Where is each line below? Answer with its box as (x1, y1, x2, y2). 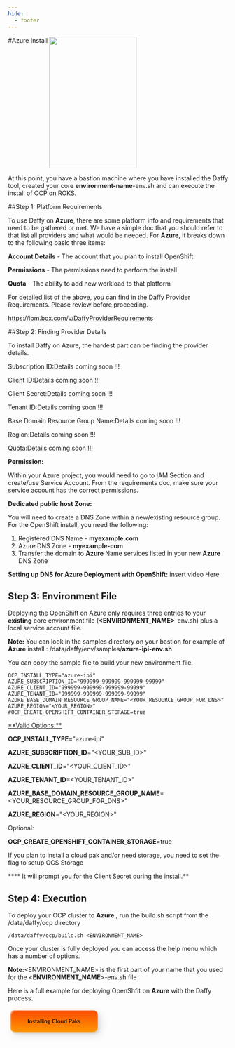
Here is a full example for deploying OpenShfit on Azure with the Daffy (8, 987, 212, 995)
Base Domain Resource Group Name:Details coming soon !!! (8, 416, 181, 425)
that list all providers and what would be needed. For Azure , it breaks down (8, 231, 225, 239)
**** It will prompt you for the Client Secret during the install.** (8, 872, 190, 881)
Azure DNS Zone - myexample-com (17, 541, 124, 550)
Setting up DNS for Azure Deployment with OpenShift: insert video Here (8, 570, 220, 578)
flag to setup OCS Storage (8, 858, 84, 867)
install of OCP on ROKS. (8, 189, 77, 197)
